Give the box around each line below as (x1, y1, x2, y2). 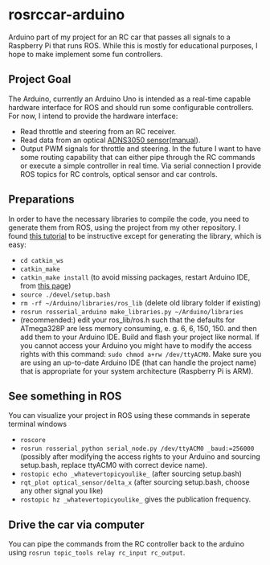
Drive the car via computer (8, 518, 145, 531)
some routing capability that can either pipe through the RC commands (19, 152, 256, 162)
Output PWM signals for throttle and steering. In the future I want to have (19, 143, 261, 154)
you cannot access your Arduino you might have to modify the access (19, 340, 252, 350)
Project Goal (8, 72, 72, 86)
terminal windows (8, 420, 67, 429)
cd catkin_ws (19, 256, 64, 264)
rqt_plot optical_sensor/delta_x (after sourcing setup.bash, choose (19, 477, 251, 487)
